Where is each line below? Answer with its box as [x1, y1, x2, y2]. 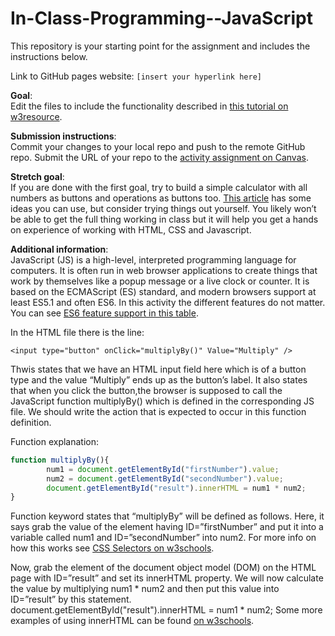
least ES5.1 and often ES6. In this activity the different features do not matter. [10, 296, 326, 308]
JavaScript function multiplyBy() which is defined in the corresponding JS [10, 395, 315, 407]
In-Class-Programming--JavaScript [10, 7, 313, 30]
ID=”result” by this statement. [10, 593, 132, 606]
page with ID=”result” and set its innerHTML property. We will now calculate [10, 572, 324, 584]
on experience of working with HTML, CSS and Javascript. [10, 223, 252, 236]
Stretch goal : [10, 170, 65, 182]
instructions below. [10, 50, 88, 62]
